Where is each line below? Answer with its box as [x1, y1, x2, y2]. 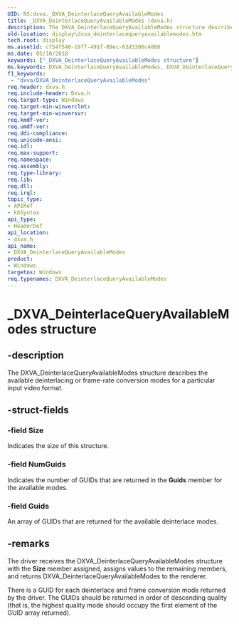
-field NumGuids [7, 459, 66, 469]
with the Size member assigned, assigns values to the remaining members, [7, 564, 228, 573]
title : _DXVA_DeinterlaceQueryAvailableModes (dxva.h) [7, 17, 174, 24]
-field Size [7, 425, 44, 435]
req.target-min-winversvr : [7, 110, 87, 117]
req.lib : [7, 176, 33, 183]
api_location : [7, 229, 50, 236]
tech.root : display [7, 37, 65, 44]
